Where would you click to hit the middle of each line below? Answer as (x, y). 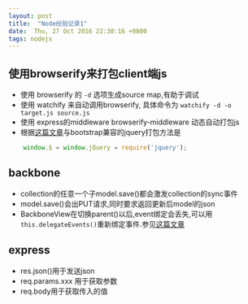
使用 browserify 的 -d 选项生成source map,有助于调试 (109, 95)
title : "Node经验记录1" (48, 24)
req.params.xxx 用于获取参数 (69, 280)
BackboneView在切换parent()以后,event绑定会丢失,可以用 (116, 214)
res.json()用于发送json (57, 271)
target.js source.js (55, 113)
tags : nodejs (30, 39)
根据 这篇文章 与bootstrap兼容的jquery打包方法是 (100, 132)
